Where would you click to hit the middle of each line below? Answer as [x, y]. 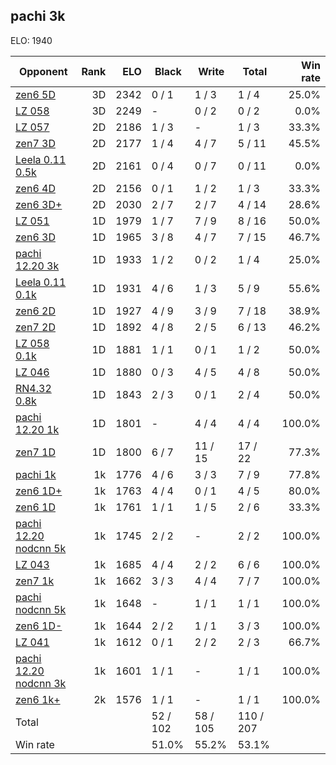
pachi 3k [38, 16]
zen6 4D [35, 188]
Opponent [43, 71]
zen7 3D [35, 143]
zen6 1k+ [38, 699]
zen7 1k [35, 581]
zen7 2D [35, 327]
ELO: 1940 [31, 40]
